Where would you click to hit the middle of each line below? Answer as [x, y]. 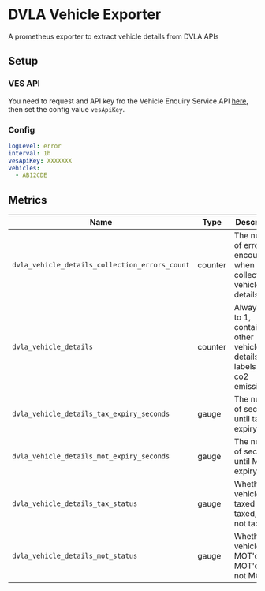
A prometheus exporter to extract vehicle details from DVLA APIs [114, 36]
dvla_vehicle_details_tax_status [75, 504]
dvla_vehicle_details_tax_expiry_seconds [91, 414]
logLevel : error [35, 146]
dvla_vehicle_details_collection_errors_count [101, 265]
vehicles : [24, 168]
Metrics [28, 200]
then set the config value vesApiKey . [66, 109]
